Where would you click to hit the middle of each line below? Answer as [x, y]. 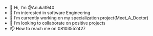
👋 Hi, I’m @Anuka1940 [32, 8]
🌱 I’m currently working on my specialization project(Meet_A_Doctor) [79, 18]
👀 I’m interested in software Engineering [50, 13]
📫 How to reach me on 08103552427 [48, 28]
